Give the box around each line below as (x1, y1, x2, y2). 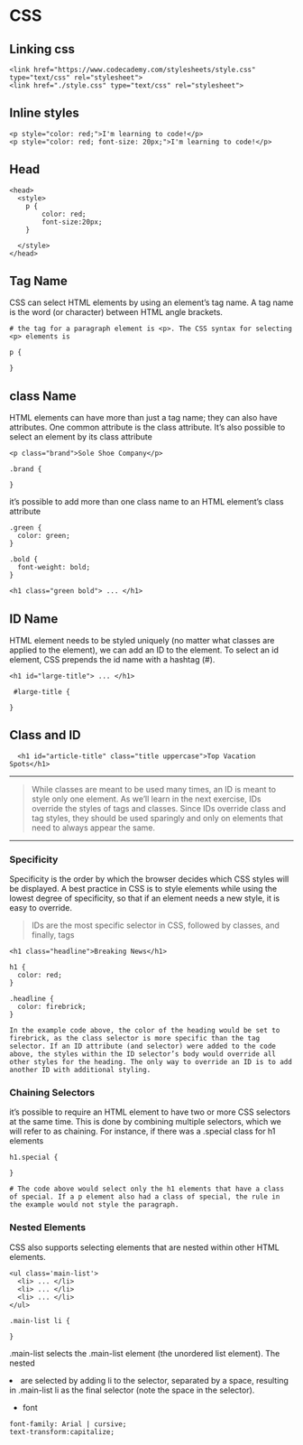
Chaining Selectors (9, 1087, 96, 1099)
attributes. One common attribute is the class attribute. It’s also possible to (9, 421, 286, 433)
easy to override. (9, 903, 73, 913)
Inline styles (9, 106, 79, 121)
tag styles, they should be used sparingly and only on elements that (31, 812, 284, 823)
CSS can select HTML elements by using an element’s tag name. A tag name (9, 297, 294, 308)
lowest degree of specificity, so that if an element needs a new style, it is (9, 893, 280, 903)
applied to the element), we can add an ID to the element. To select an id (9, 644, 280, 655)
